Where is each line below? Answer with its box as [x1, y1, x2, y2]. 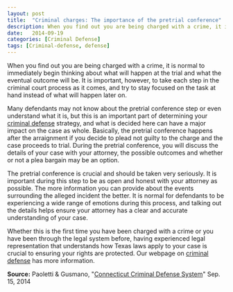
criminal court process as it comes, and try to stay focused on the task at [7, 84, 216, 92]
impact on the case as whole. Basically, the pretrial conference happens [7, 126, 214, 135]
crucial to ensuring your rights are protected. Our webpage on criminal [7, 249, 209, 257]
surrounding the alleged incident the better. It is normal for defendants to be [7, 191, 224, 200]
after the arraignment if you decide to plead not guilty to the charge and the [7, 134, 223, 142]
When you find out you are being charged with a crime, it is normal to [7, 62, 205, 69]
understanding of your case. [7, 214, 89, 222]
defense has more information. [7, 257, 95, 264]
